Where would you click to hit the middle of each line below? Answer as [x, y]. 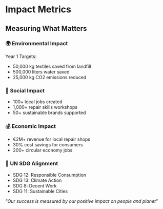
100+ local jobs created [37, 102]
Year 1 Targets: [21, 56]
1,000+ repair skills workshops [45, 107]
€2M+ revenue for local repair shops [52, 139]
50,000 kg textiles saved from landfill [52, 66]
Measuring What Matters [46, 28]
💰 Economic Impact [31, 126]
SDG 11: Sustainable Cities [40, 191]
